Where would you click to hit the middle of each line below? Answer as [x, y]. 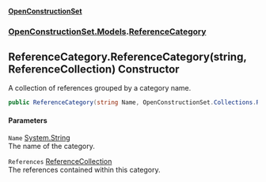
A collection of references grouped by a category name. [100, 88]
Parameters [28, 120]
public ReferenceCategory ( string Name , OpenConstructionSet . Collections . [133, 102]
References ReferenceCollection [60, 162]
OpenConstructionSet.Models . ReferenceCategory [107, 32]
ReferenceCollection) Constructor [94, 69]
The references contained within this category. [84, 170]
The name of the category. [51, 147]
